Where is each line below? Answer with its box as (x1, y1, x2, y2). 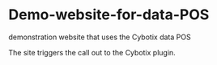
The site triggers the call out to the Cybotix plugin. (8, 47, 176, 57)
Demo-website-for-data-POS (8, 6, 210, 24)
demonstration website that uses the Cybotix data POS (8, 32, 192, 42)
